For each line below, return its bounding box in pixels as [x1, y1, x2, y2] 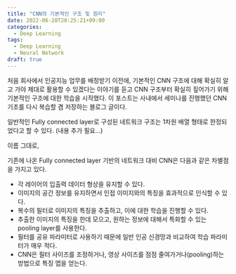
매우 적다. [30, 241, 58, 249]
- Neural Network [13, 50, 65, 57]
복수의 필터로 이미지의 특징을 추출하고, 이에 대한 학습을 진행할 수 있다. [17, 206, 209, 214]
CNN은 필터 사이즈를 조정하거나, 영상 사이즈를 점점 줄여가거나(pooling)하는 [17, 250, 225, 259]
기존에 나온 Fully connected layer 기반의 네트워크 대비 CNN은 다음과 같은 [7, 156, 211, 164]
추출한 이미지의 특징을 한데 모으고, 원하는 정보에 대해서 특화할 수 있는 [17, 215, 207, 223]
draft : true [7, 56, 42, 63]
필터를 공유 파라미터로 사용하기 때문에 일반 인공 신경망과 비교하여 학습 [17, 233, 209, 241]
